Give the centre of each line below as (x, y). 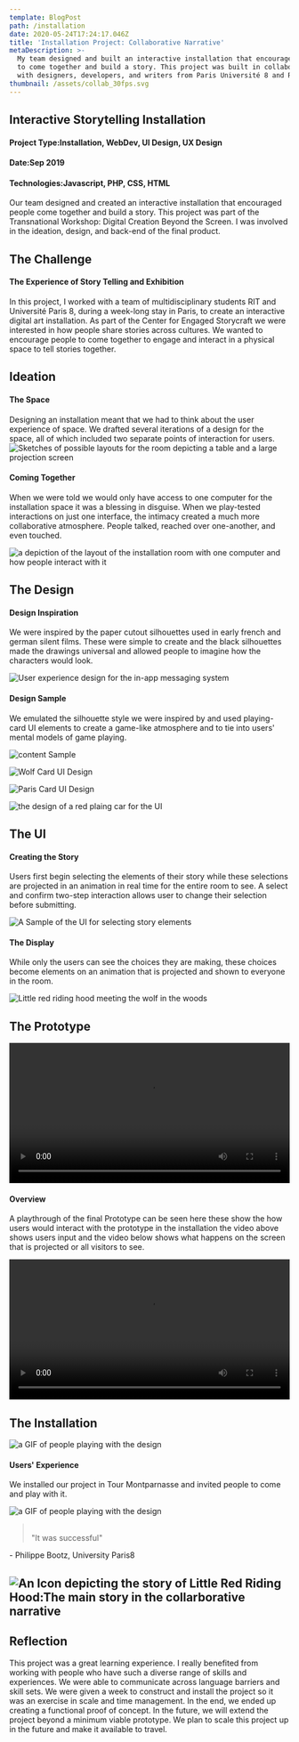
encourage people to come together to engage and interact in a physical (142, 340)
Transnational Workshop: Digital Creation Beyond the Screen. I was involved (149, 222)
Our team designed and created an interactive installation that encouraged (145, 203)
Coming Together (42, 478)
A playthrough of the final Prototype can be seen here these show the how (146, 1219)
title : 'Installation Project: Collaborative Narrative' (117, 42)
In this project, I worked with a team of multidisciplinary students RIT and (143, 302)
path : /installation (48, 26)
